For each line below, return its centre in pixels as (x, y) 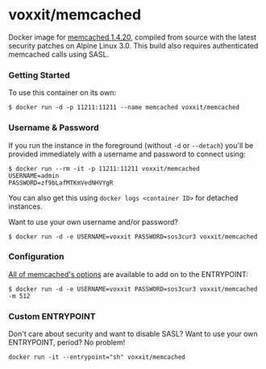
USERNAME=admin (34, 176)
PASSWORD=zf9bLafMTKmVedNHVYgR (61, 183)
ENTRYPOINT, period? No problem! (67, 342)
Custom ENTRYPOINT (52, 316)
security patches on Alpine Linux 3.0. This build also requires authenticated (133, 45)
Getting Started (39, 75)
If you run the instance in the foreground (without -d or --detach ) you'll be (131, 145)
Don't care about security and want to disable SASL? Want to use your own (133, 334)
